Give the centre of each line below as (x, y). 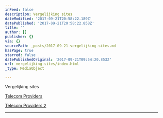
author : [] (16, 32)
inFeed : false (19, 10)
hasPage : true (19, 50)
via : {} (13, 41)
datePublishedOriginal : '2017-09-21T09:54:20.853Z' (58, 59)
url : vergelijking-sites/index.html (42, 64)
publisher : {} (19, 37)
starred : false (20, 55)
